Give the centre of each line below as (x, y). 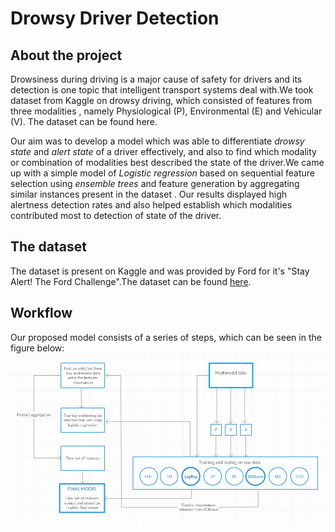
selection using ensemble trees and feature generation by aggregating (155, 183)
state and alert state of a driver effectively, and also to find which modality (163, 151)
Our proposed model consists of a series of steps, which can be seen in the (166, 337)
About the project (66, 55)
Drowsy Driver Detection (115, 18)
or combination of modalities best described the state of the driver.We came (167, 162)
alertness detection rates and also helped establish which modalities (151, 205)
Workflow (41, 313)
